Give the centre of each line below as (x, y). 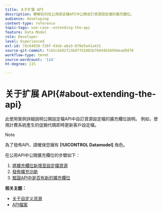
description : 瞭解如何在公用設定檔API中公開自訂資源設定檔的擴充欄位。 (70, 14)
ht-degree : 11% (20, 64)
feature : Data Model (26, 32)
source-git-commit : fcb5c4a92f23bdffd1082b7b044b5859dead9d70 (69, 50)
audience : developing (27, 19)
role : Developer (21, 37)
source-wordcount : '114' (30, 60)
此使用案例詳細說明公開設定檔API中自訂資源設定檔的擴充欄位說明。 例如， (80, 119)
